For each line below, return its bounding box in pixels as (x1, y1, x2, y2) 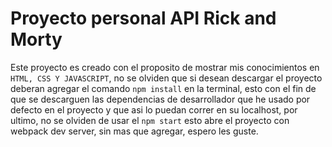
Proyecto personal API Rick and (10, 7, 277, 30)
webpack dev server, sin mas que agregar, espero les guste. (10, 125, 259, 137)
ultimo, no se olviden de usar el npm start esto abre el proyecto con (10, 114, 290, 126)
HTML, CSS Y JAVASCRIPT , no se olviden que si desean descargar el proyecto (10, 72, 323, 84)
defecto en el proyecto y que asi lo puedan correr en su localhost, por (10, 103, 298, 116)
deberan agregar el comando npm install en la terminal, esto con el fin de (10, 82, 317, 94)
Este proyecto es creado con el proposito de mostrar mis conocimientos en (10, 61, 320, 73)
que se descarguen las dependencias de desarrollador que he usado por (10, 93, 311, 105)
